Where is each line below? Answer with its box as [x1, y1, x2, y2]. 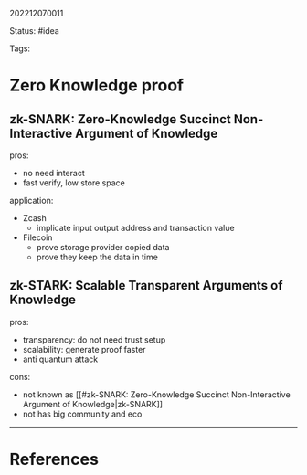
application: [9, 195, 54, 206]
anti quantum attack [22, 354, 99, 364]
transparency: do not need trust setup [22, 333, 166, 345]
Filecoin [22, 232, 53, 243]
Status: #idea [9, 26, 59, 36]
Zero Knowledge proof [9, 75, 185, 96]
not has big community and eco [22, 408, 143, 419]
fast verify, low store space [22, 177, 125, 188]
